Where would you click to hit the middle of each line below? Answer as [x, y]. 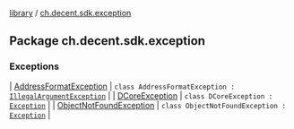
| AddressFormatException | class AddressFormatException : [122, 86]
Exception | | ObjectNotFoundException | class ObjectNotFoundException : [148, 105]
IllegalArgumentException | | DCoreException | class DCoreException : [141, 95]
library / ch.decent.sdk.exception [70, 13]
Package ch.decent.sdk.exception [108, 41]
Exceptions [35, 66]
